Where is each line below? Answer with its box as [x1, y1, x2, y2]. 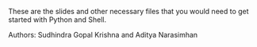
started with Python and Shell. [8, 15, 107, 24]
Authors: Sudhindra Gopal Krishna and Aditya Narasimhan [8, 31, 198, 39]
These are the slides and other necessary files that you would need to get [8, 7, 249, 16]
